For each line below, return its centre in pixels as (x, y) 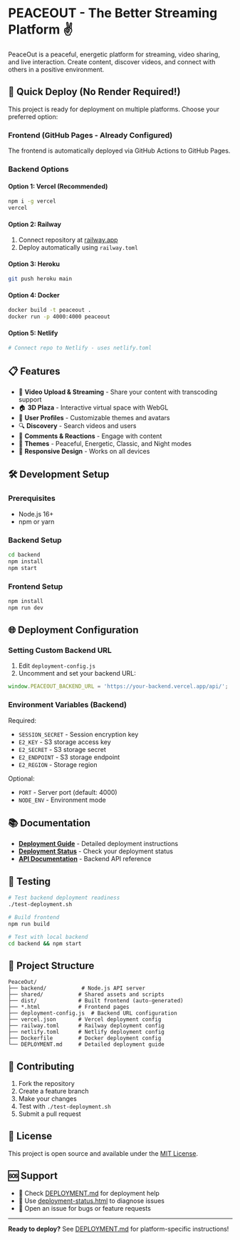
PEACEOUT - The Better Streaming (113, 13)
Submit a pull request (49, 1114)
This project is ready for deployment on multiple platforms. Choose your (114, 109)
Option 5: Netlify (33, 332)
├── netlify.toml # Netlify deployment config (86, 1032)
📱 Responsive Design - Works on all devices (84, 452)
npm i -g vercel (32, 201)
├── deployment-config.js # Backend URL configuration (93, 1013)
